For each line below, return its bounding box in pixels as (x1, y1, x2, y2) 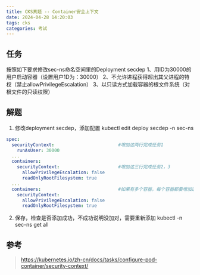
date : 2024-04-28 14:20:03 (6, 14, 73, 20)
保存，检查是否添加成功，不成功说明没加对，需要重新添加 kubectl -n (14, 214, 183, 221)
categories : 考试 (6, 25, 48, 32)
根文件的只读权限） (6, 88, 54, 95)
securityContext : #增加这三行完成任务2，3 (17, 164, 171, 170)
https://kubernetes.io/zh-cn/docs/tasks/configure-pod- (20, 256, 158, 263)
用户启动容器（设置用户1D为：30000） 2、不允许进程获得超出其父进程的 (6, 73, 185, 81)
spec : (6, 136, 20, 142)
